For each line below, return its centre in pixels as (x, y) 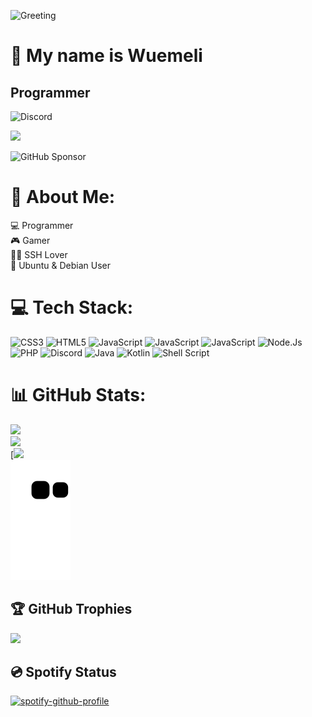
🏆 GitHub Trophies (71, 609)
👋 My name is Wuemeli (106, 56)
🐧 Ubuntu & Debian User (60, 265)
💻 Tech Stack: (72, 307)
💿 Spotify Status (63, 672)
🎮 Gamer (30, 240)
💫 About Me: (63, 197)
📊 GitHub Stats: (78, 395)
